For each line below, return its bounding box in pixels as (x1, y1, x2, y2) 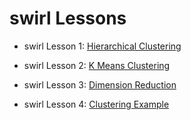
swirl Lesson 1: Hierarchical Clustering (23, 40, 182, 52)
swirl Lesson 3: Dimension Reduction (23, 78, 177, 91)
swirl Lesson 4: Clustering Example (23, 98, 170, 110)
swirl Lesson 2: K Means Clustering (23, 59, 171, 71)
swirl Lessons (9, 7, 127, 30)
